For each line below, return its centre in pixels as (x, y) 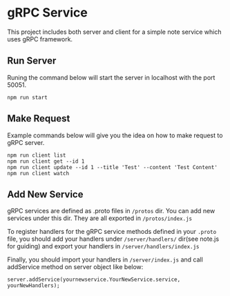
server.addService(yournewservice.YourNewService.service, (94, 280)
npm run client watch (38, 173)
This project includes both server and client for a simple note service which (114, 32)
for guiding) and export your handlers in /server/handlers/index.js (103, 246)
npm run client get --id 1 (46, 161)
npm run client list (37, 155)
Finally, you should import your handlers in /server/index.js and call (105, 259)
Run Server (32, 61)
